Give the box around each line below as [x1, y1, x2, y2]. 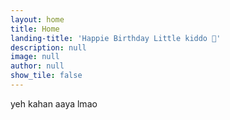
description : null [10, 42, 87, 53]
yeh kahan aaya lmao [10, 97, 98, 110]
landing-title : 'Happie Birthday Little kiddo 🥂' [10, 33, 222, 43]
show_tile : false [10, 71, 83, 81]
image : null [10, 52, 60, 62]
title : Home [10, 24, 60, 34]
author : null [10, 61, 65, 71]
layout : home [10, 14, 65, 25]
